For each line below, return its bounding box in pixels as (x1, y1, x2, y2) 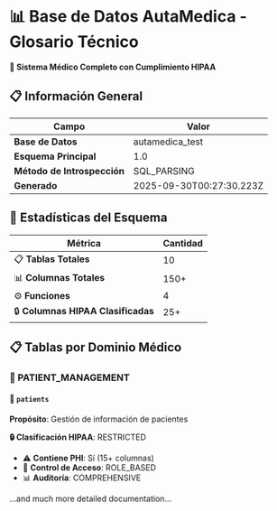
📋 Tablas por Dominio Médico (9, 339, 182, 355)
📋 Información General (9, 88, 143, 104)
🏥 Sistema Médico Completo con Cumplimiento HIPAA (9, 61, 217, 72)
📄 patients (9, 394, 50, 404)
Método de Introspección (14, 164, 125, 177)
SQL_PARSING (133, 164, 196, 177)
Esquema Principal (14, 150, 97, 163)
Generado (14, 179, 58, 191)
